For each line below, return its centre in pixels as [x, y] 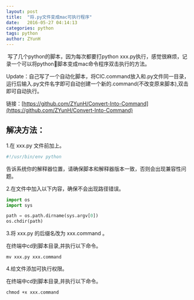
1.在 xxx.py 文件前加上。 [35, 146]
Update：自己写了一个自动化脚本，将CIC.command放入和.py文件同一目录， [98, 76]
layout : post [22, 11]
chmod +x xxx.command [33, 292]
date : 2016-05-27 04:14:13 [42, 22]
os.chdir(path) [25, 222]
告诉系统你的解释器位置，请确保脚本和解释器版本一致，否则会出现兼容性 [93, 169]
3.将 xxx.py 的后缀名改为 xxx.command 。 [57, 233]
